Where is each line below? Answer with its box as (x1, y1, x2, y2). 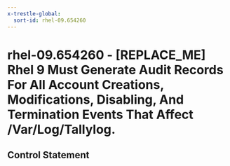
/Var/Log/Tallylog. (7, 121, 116, 137)
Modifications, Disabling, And (7, 92, 184, 107)
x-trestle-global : (7, 10, 61, 18)
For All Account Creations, (7, 76, 164, 92)
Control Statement (7, 149, 90, 161)
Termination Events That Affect (7, 106, 194, 123)
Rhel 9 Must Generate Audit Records (7, 62, 224, 78)
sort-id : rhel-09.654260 (13, 17, 86, 24)
